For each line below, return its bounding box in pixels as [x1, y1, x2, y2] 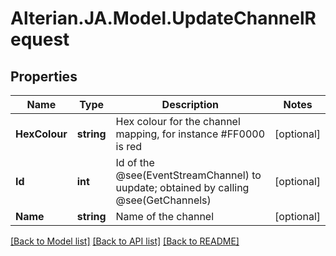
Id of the [115, 156, 155, 169]
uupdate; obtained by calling [115, 181, 250, 194]
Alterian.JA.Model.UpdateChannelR [10, 7, 317, 30]
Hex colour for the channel [115, 115, 241, 128]
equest [10, 28, 70, 51]
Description [161, 98, 220, 111]
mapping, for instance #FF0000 [115, 127, 266, 141]
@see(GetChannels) [115, 193, 212, 207]
